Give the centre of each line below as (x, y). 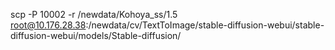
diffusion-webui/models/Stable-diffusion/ (96, 35)
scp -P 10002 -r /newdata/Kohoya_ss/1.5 (94, 14)
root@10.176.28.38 (48, 25)
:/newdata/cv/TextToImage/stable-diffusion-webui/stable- (205, 25)
